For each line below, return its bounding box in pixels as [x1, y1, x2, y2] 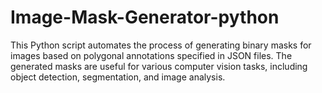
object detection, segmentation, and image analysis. [10, 71, 226, 83]
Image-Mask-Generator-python [10, 6, 280, 29]
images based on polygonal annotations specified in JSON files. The [10, 49, 293, 61]
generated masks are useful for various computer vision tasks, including [10, 60, 308, 72]
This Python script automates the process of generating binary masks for [10, 39, 312, 51]
